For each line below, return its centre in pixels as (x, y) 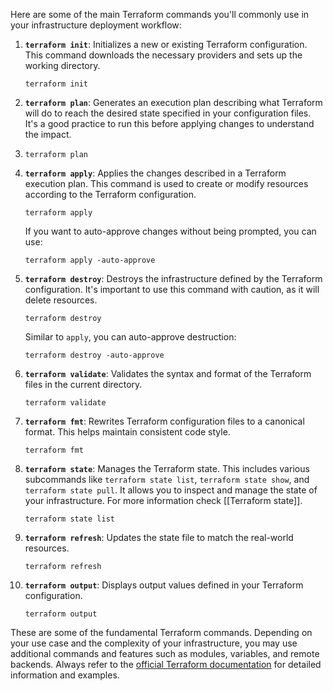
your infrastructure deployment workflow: (96, 25)
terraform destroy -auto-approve (94, 355)
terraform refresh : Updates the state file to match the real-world (159, 537)
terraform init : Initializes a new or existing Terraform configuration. (166, 44)
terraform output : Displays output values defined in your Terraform (164, 585)
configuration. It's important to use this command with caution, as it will (172, 289)
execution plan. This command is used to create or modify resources (166, 183)
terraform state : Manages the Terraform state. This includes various (167, 468)
